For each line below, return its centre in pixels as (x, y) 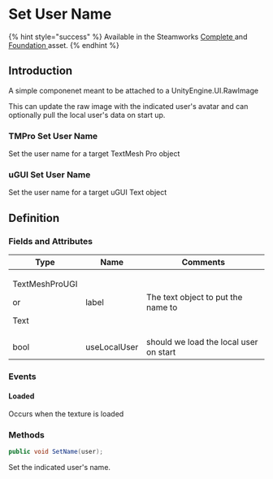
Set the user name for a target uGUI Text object (88, 193)
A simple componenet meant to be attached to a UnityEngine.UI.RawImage (133, 90)
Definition (34, 218)
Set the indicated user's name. (60, 468)
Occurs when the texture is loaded (66, 414)
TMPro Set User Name (53, 136)
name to (162, 307)
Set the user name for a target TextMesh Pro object (94, 154)
